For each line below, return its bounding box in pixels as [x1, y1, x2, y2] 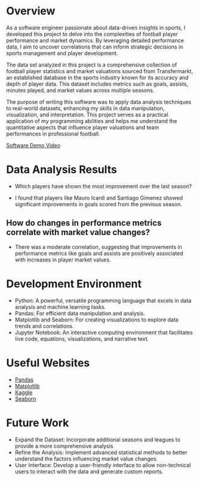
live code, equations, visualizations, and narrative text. [14, 335, 149, 342]
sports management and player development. [6, 49, 118, 56]
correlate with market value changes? [6, 227, 151, 238]
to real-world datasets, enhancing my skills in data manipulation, [6, 104, 165, 112]
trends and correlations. [14, 322, 74, 329]
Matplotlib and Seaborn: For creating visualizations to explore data [14, 316, 179, 323]
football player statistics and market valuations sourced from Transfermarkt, [6, 67, 193, 74]
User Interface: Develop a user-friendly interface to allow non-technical [14, 461, 191, 468]
